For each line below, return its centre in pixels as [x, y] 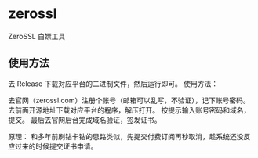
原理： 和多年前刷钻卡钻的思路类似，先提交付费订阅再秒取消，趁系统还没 [126, 136]
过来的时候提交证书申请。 [56, 146]
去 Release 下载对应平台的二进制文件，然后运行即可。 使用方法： [113, 84]
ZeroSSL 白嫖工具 [37, 36]
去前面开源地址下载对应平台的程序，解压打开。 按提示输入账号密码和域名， [129, 110]
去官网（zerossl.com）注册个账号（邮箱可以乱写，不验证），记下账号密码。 [129, 100]
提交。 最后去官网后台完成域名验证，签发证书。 [85, 120]
